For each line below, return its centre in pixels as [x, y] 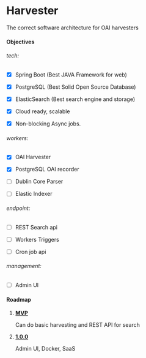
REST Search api [36, 227]
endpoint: [18, 208]
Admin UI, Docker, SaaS [45, 349]
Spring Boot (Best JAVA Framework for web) [71, 75]
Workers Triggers [37, 239]
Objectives [20, 42]
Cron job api [31, 252]
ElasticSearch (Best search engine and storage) [75, 99]
